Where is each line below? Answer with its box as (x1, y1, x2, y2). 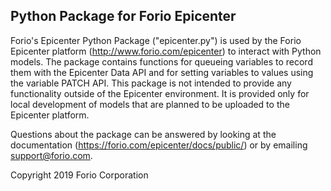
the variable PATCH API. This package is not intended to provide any (10, 77, 292, 89)
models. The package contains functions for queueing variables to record (10, 55, 313, 68)
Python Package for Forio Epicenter (10, 8, 237, 25)
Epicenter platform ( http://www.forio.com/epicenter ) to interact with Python (10, 45, 322, 57)
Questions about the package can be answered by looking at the (10, 128, 277, 140)
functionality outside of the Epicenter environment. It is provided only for (10, 87, 310, 99)
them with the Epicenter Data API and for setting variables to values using (10, 66, 314, 78)
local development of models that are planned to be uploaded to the (10, 98, 290, 110)
